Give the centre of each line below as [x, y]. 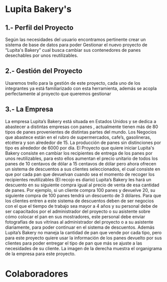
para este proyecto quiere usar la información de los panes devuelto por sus [83, 238]
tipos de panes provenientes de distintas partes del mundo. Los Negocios [81, 132]
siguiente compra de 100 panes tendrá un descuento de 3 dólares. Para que [83, 195]
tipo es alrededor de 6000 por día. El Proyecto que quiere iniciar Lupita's [80, 147]
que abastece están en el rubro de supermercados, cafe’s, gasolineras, [78, 137]
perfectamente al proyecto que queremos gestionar [58, 94]
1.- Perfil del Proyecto [39, 28]
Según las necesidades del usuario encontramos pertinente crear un [76, 39]
